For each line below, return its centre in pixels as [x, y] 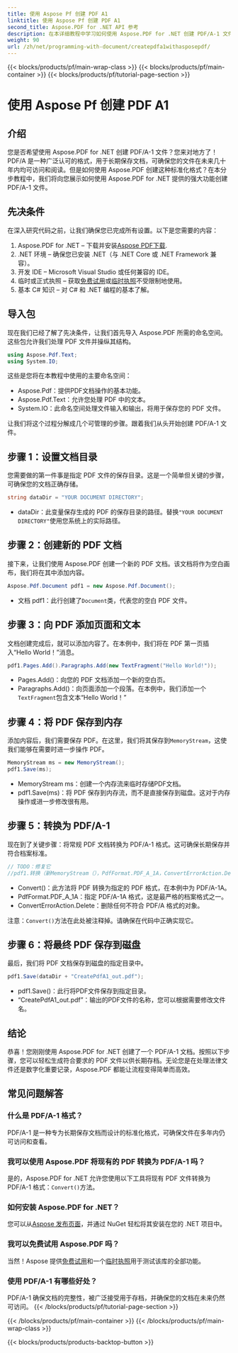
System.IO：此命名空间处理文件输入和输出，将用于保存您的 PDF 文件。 [121, 409]
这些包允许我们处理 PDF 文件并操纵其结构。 [71, 341]
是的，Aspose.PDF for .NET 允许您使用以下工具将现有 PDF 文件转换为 [109, 1178]
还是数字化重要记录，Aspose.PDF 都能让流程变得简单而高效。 [103, 1070]
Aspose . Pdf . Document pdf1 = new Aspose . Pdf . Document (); [91, 586]
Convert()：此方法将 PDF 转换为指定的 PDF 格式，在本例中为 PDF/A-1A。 [124, 888]
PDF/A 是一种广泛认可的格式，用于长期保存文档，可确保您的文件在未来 [110, 161]
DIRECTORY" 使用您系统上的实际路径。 [71, 521]
